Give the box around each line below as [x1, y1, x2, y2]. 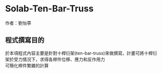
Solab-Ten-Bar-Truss [5, 3, 94, 14]
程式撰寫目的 [5, 36, 45, 45]
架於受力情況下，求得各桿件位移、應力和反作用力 [5, 56, 105, 62]
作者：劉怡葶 [5, 20, 31, 26]
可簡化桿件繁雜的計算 [5, 63, 49, 69]
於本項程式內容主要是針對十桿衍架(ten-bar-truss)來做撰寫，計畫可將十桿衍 [5, 50, 158, 56]
